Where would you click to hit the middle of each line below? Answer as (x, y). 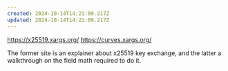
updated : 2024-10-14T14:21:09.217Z (58, 20)
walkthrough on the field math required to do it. (74, 60)
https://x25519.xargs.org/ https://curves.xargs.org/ (79, 39)
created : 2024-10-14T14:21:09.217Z (58, 13)
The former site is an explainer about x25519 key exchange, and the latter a (114, 53)
